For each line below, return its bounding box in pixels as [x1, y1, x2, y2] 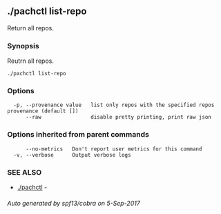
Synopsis [7, 41, 39, 50]
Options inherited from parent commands [7, 130, 150, 139]
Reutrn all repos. [7, 57, 54, 65]
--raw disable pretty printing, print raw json [25, 114, 212, 121]
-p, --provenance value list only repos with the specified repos [13, 101, 215, 109]
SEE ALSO [7, 167, 42, 177]
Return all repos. [7, 23, 54, 32]
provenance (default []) [7, 108, 79, 115]
